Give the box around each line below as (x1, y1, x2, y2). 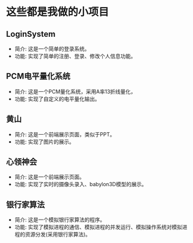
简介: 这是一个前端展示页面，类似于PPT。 (14, 131, 116, 138)
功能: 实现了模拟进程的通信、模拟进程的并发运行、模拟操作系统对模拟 (14, 224, 182, 231)
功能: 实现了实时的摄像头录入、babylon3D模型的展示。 (14, 181, 147, 188)
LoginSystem (6, 29, 56, 39)
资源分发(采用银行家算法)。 (25, 231, 91, 238)
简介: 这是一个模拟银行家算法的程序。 (14, 216, 106, 223)
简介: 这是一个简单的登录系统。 (14, 45, 90, 52)
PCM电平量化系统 (6, 71, 70, 81)
